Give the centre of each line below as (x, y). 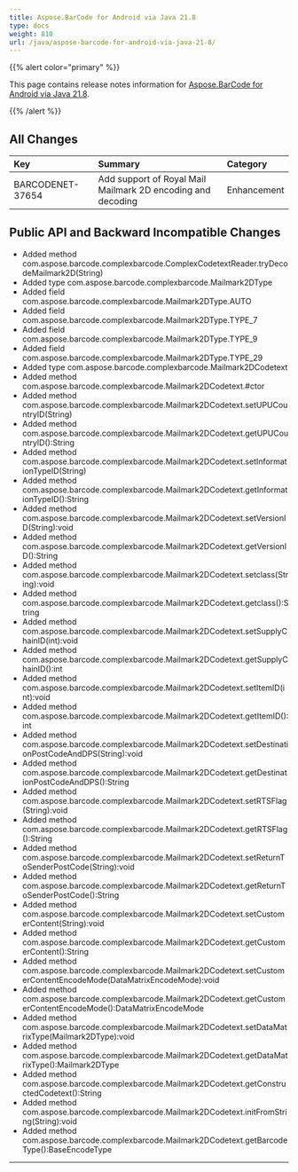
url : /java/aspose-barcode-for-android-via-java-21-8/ (113, 42)
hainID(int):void (50, 641)
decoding (118, 201)
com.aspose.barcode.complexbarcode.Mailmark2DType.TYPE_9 (140, 339)
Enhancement (255, 190)
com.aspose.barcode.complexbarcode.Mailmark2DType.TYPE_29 (142, 358)
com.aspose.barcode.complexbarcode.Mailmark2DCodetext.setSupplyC (155, 631)
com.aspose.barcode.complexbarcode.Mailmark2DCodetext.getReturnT (154, 885)
